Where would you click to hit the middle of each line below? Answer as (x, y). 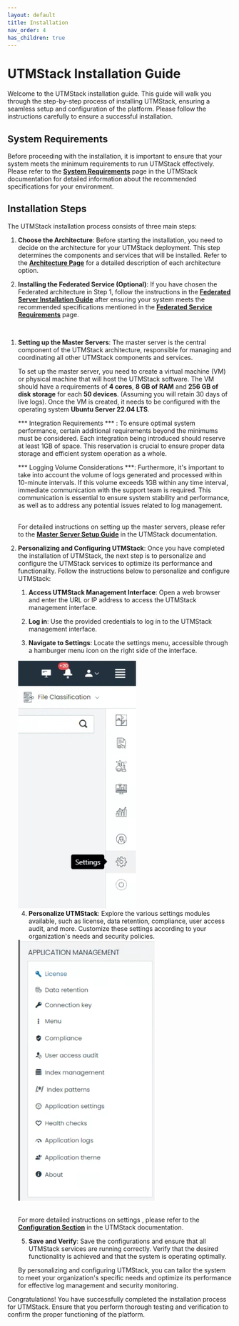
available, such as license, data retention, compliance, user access (127, 921)
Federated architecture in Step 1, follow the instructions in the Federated (124, 291)
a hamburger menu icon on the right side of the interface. (113, 650)
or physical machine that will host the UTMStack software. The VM (116, 379)
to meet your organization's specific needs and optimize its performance (124, 1277)
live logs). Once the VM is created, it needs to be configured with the (119, 402)
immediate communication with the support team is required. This (115, 490)
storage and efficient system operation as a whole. (92, 453)
